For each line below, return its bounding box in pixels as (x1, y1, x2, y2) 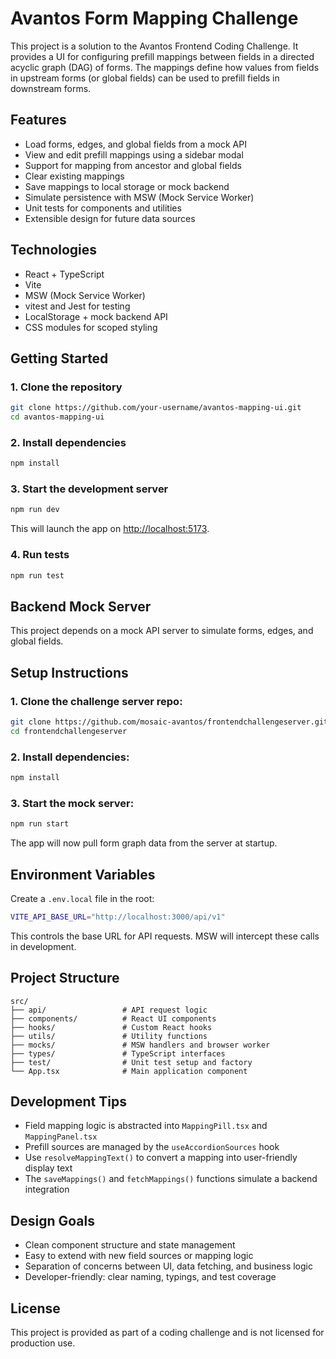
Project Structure (10, 970, 120, 987)
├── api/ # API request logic (10, 1005, 208, 1015)
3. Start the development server (10, 482, 169, 496)
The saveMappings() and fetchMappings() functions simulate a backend (24, 1173, 318, 1185)
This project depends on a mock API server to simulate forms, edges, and (10, 625, 314, 637)
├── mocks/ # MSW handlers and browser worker (10, 1040, 271, 1050)
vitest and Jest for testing (24, 300, 131, 312)
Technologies (10, 242, 98, 259)
